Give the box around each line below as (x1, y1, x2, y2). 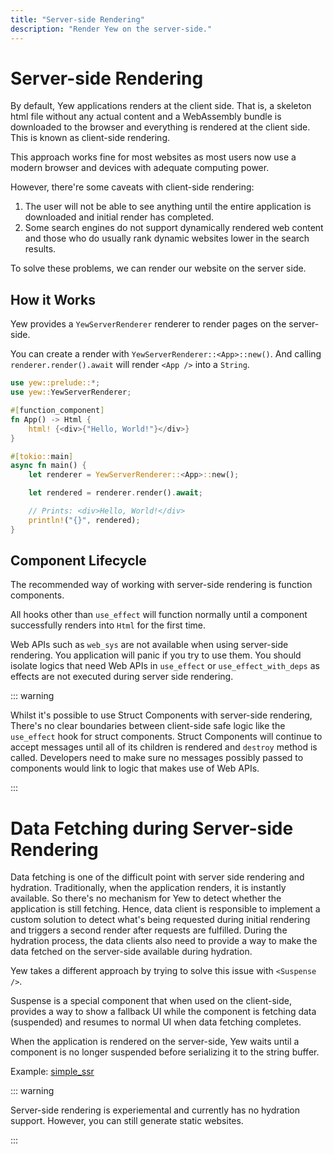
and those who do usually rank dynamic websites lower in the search (24, 232, 310, 245)
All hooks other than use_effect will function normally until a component (10, 609, 308, 621)
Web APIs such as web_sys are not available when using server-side (10, 639, 289, 651)
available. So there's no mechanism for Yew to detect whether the (10, 892, 282, 905)
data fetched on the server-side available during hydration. (10, 946, 253, 958)
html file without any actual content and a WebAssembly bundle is (10, 111, 282, 123)
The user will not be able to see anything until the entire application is (24, 201, 312, 213)
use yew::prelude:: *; (10, 378, 101, 388)
